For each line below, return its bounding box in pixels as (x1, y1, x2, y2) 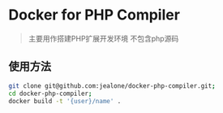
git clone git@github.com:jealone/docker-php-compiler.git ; (8, 81, 217, 90)
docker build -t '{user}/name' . (8, 97, 122, 105)
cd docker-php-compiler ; (8, 89, 92, 98)
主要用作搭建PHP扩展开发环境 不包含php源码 (28, 33, 179, 43)
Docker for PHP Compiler (8, 6, 181, 24)
